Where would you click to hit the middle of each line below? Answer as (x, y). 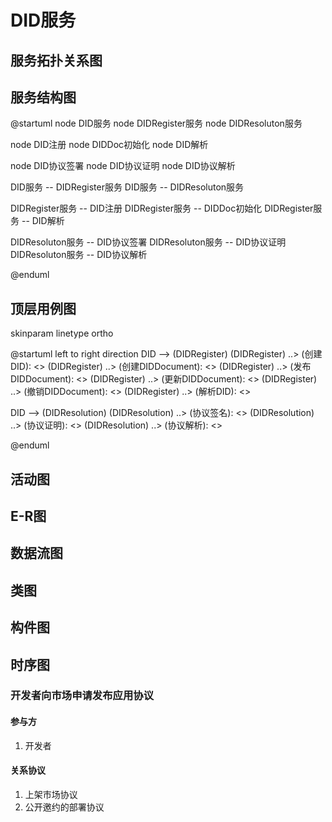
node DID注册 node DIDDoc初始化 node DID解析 (109, 145)
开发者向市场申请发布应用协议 (82, 696)
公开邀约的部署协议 (64, 807)
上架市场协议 (51, 794)
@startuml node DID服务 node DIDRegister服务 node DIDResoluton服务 (156, 123)
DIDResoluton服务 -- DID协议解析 (79, 255)
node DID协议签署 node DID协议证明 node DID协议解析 (123, 166)
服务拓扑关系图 (56, 60)
